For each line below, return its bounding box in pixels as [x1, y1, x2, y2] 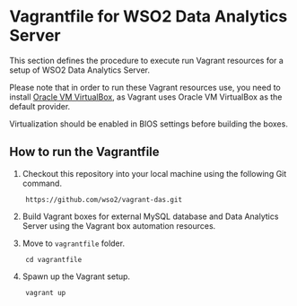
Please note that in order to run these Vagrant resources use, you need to [9, 82, 281, 92]
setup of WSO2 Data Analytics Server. [9, 65, 151, 75]
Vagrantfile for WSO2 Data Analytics [9, 6, 288, 27]
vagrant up [25, 288, 66, 297]
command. [22, 178, 63, 188]
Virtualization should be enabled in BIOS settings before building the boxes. [9, 118, 289, 129]
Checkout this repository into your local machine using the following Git [22, 168, 287, 179]
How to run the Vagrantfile [9, 144, 160, 160]
